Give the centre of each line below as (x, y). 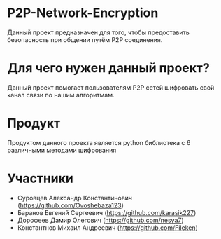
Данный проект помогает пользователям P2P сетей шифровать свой (111, 87)
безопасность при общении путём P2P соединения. (85, 39)
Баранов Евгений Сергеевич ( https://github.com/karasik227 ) (107, 212)
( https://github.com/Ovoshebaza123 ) (70, 205)
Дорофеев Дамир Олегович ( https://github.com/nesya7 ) (100, 220)
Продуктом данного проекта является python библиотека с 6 (99, 142)
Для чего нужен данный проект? (108, 68)
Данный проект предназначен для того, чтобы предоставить (99, 32)
